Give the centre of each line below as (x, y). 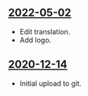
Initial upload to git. (50, 83)
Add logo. (35, 40)
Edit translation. (45, 31)
